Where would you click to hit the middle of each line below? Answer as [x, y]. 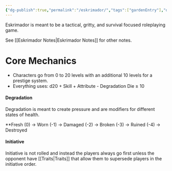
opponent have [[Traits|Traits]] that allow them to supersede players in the [84, 158]
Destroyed [16, 130]
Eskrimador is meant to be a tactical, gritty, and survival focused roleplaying [85, 25]
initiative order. [21, 164]
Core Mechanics [41, 61]
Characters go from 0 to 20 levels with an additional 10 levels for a [82, 75]
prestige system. [30, 81]
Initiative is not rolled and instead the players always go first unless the [80, 153]
